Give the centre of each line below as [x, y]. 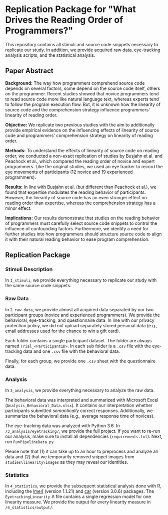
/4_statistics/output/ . [29, 507]
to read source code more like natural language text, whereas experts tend [82, 99]
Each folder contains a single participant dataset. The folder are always [78, 340]
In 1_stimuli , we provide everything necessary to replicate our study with [81, 280]
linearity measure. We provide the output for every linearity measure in [78, 502]
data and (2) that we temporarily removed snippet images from [70, 457]
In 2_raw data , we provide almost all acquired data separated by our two [79, 309]
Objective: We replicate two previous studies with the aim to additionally [80, 124]
